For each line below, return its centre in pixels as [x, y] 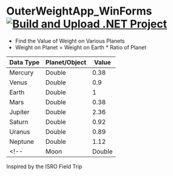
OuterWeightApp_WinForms [79, 11]
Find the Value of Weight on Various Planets [70, 41]
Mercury [22, 72]
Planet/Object [66, 62]
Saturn [19, 121]
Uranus [20, 132]
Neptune [22, 141]
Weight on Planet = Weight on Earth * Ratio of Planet [81, 47]
